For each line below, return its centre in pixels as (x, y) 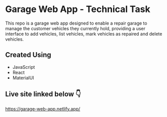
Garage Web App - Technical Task (78, 9)
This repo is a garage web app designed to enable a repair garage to (76, 23)
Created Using (28, 55)
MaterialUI (23, 78)
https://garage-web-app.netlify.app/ (43, 108)
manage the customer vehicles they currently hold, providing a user (75, 28)
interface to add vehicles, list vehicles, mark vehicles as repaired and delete (84, 34)
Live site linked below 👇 (43, 94)
